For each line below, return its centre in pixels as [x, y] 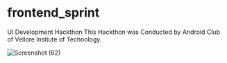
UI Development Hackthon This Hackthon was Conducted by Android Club [114, 32]
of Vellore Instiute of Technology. [54, 39]
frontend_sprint [53, 13]
